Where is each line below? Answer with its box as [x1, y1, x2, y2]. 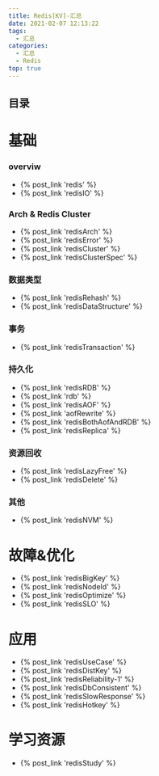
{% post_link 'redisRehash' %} [19, 293, 122, 303]
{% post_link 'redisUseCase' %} [19, 657, 127, 667]
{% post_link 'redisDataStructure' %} [19, 302, 143, 311]
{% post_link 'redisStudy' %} [19, 758, 116, 768]
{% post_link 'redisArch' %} [19, 226, 113, 236]
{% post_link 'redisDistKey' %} [19, 666, 123, 676]
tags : [8, 27, 27, 35]
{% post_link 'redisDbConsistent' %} [19, 683, 142, 693]
